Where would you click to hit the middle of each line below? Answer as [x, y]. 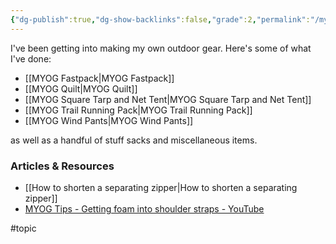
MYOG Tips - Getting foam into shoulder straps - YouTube [144, 208]
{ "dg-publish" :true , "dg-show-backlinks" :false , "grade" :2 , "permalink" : [160, 19]
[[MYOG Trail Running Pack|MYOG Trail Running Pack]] [138, 110]
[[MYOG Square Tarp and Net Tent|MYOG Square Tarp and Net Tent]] [168, 99]
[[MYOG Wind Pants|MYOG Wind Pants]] [109, 120]
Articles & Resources [62, 166]
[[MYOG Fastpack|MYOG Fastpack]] [99, 78]
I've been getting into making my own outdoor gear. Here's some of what [161, 48]
